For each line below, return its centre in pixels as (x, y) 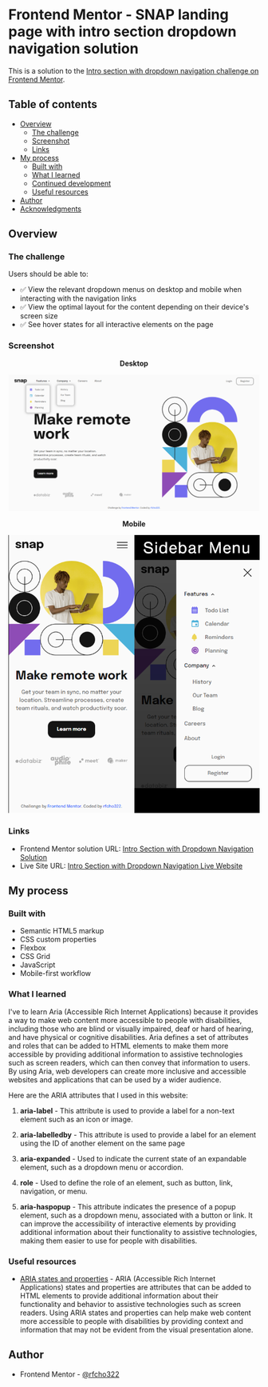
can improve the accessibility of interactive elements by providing (128, 1223)
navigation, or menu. (53, 1191)
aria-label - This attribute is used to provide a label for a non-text (127, 1110)
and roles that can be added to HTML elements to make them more (118, 1045)
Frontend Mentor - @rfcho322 (69, 1374)
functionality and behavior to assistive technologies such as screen (130, 1304)
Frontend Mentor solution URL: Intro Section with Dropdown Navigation (136, 849)
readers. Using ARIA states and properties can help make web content (135, 1313)
